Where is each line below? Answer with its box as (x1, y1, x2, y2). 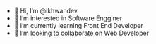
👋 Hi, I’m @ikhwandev (13, 7, 78, 15)
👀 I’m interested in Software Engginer (13, 14, 123, 22)
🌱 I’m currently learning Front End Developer (13, 22, 143, 29)
